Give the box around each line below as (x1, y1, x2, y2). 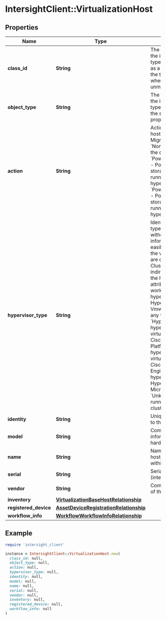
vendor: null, (9, 593, 39, 598)
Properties (5, 23, 39, 32)
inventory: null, (9, 597, 45, 602)
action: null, (9, 565, 39, 570)
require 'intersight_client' (5, 542, 65, 547)
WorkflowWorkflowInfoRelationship (56, 513, 142, 519)
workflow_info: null (9, 607, 52, 612)
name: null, (9, 583, 35, 588)
